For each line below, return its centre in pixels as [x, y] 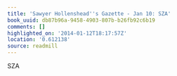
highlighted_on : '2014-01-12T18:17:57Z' [67, 33]
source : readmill [33, 46]
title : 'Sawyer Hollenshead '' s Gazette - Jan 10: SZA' [89, 14]
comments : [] [26, 26]
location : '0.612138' [39, 40]
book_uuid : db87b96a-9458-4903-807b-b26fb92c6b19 [81, 20]
